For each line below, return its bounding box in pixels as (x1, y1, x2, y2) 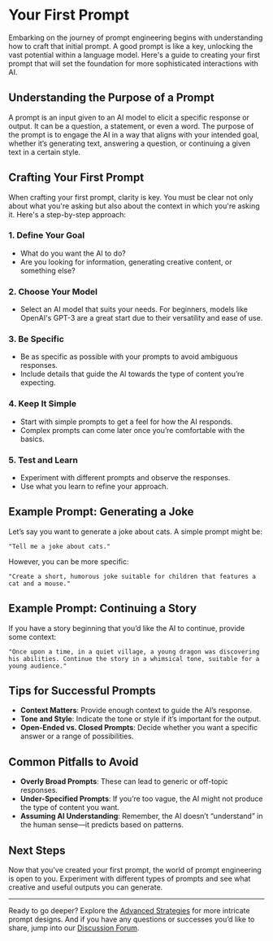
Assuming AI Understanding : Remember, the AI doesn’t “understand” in (19, 812, 263, 821)
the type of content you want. (19, 803, 120, 812)
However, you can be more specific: (8, 556, 129, 567)
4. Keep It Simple (8, 398, 77, 409)
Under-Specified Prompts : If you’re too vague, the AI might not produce (19, 794, 263, 803)
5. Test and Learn (8, 454, 79, 466)
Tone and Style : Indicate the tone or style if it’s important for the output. (19, 714, 262, 724)
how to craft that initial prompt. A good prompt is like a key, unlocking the (8, 41, 253, 50)
